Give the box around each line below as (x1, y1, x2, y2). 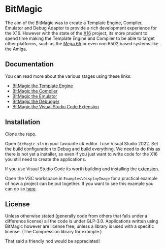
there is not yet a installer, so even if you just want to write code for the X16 (5, 151, 158, 157)
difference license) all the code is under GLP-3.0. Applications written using (5, 218, 159, 224)
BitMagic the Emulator (12, 93, 58, 99)
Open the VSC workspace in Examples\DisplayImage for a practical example (5, 175, 158, 181)
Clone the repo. (5, 131, 37, 137)
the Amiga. (5, 46, 27, 52)
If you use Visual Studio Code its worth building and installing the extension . (5, 166, 159, 172)
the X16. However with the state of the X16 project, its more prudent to (5, 30, 148, 36)
